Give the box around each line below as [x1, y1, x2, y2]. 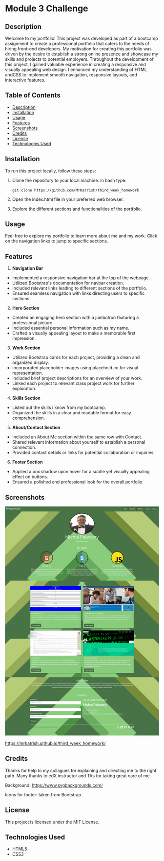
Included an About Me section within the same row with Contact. [12, 434, 143, 440]
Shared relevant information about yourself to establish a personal [12, 439, 145, 445]
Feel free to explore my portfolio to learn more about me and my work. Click [5, 233, 158, 239]
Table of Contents [5, 91, 61, 99]
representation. [12, 370, 43, 376]
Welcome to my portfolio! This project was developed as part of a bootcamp [5, 35, 158, 41]
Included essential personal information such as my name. [12, 325, 130, 331]
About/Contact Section [12, 425, 61, 430]
